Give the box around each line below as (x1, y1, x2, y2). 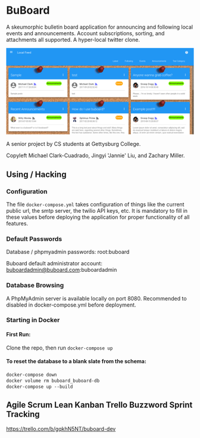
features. (6, 219, 29, 227)
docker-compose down (6, 372, 58, 378)
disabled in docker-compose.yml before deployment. (6, 301, 136, 308)
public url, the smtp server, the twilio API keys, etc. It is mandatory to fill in (6, 207, 188, 214)
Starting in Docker (6, 316, 60, 324)
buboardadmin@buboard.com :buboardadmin (6, 267, 117, 274)
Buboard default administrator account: (6, 260, 103, 267)
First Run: (6, 331, 31, 338)
